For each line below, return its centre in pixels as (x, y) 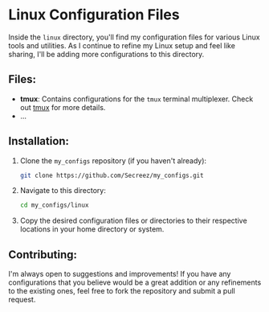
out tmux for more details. (63, 107)
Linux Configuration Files (94, 15)
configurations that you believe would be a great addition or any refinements (135, 282)
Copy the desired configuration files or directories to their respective (133, 221)
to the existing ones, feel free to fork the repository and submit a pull (122, 291)
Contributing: (43, 255)
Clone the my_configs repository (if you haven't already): (113, 160)
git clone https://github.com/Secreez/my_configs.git (112, 175)
